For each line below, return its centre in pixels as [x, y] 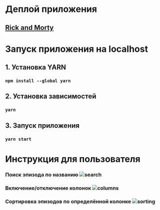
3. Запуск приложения [42, 125]
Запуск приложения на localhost [77, 49]
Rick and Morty [29, 28]
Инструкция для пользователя [73, 159]
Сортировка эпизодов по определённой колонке [68, 202]
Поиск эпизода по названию [42, 175]
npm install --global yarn [38, 81]
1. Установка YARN [36, 68]
